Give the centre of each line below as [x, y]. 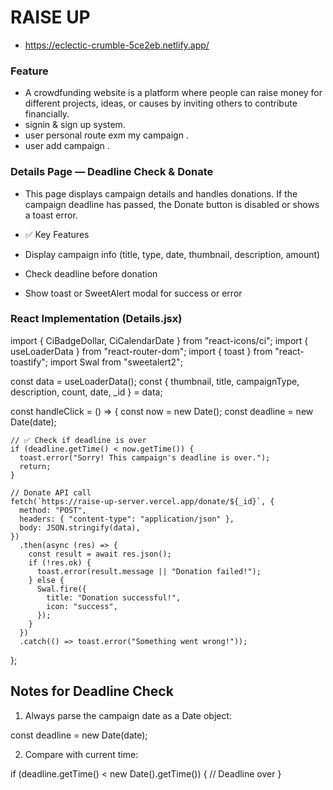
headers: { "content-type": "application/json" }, [127, 519]
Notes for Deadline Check [92, 691]
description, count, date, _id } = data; [86, 392]
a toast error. [51, 215]
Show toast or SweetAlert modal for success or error [133, 293]
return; [35, 466]
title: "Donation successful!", [114, 597]
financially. [47, 114]
